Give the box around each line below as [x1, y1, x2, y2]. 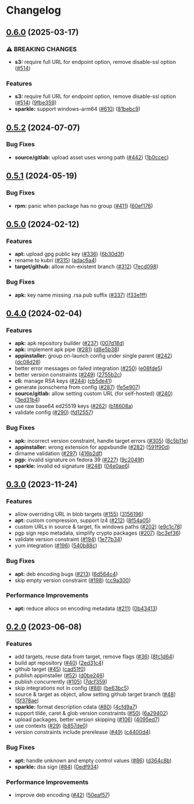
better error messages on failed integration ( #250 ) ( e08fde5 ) [14, 365, 163, 372]
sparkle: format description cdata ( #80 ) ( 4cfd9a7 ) [14, 703, 137, 710]
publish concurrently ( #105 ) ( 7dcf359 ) [14, 678, 108, 686]
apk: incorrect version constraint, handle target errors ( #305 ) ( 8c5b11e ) [14, 437, 189, 444]
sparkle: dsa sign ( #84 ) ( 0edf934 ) [14, 763, 99, 770]
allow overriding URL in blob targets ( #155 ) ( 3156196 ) [14, 510, 144, 518]
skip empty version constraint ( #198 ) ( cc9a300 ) [14, 577, 131, 584]
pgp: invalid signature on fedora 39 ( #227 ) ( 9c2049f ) [14, 456, 144, 463]
